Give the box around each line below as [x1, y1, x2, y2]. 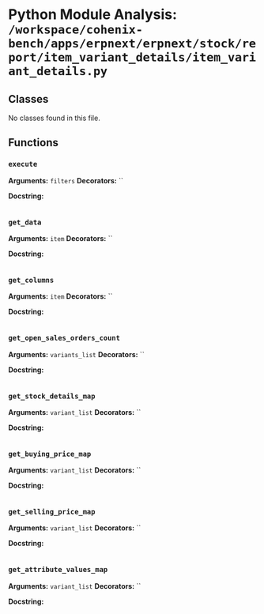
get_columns [8, 275, 55, 284]
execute [8, 160, 38, 169]
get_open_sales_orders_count [8, 333, 121, 343]
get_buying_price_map [8, 449, 92, 458]
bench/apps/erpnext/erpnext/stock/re [8, 36, 257, 51]
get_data [8, 217, 42, 227]
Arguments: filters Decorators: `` [8, 175, 124, 185]
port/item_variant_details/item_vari [8, 50, 257, 65]
